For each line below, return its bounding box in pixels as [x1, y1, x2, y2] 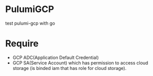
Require [5, 38, 39, 49]
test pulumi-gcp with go [5, 20, 55, 26]
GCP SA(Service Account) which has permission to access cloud [12, 59, 148, 66]
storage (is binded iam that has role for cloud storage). [12, 65, 127, 71]
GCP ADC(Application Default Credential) [12, 54, 99, 60]
